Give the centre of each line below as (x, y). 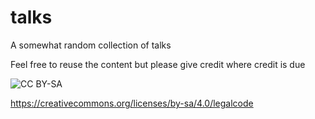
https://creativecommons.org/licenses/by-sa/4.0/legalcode (132, 103)
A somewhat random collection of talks (91, 45)
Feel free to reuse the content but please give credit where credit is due (158, 64)
